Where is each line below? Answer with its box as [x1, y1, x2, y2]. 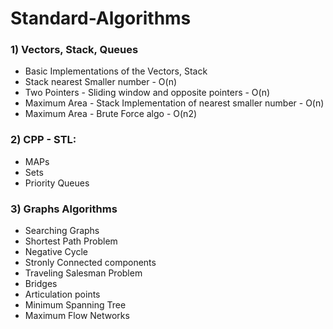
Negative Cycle [24, 246, 88, 258]
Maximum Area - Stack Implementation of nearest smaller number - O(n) [24, 97, 325, 109]
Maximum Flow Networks [24, 310, 130, 322]
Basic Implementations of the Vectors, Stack [24, 65, 208, 77]
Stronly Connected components [24, 257, 157, 269]
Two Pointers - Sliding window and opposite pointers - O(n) [24, 87, 271, 99]
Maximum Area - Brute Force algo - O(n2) [24, 108, 198, 120]
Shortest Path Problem [24, 235, 118, 247]
